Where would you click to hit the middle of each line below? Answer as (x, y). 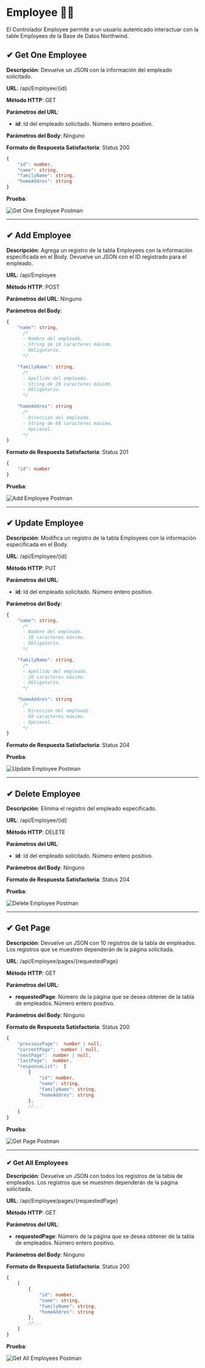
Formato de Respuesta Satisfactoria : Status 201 (67, 452)
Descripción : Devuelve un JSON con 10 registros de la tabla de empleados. (101, 943)
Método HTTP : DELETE (36, 832)
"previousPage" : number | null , (60, 1044)
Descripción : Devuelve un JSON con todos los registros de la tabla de (95, 1176)
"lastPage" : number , (45, 1061)
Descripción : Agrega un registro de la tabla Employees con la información (99, 250)
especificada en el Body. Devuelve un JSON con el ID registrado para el (97, 257)
